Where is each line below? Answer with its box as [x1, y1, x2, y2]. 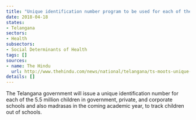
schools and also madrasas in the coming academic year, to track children [6, 102, 185, 109]
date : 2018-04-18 [6, 14, 48, 20]
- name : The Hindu [6, 63, 51, 69]
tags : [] [6, 52, 27, 58]
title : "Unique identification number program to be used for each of [6, 8, 181, 15]
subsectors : [6, 42, 35, 47]
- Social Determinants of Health [6, 47, 87, 53]
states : [6, 19, 25, 25]
